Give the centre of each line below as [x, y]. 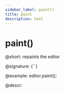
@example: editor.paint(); [31, 76]
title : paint [19, 14]
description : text [24, 19]
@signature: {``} [22, 66]
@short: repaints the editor [33, 57]
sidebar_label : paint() [30, 10]
